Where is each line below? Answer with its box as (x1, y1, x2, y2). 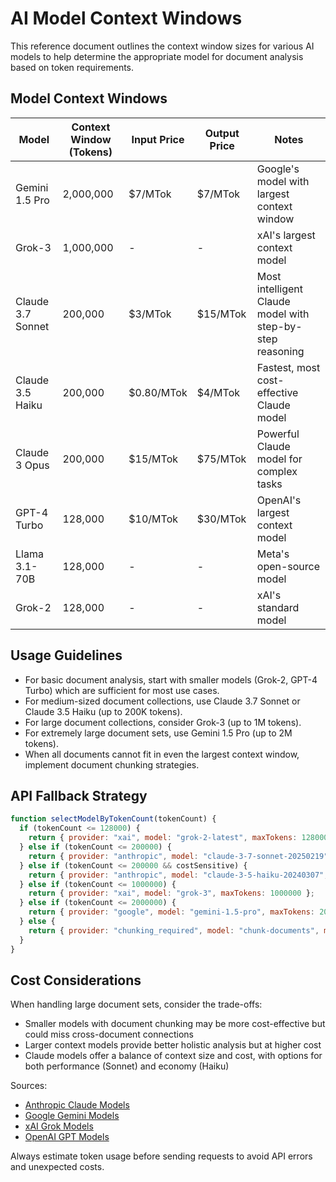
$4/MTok (196, 385, 240, 399)
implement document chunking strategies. (24, 758, 200, 771)
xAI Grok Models (24, 1120, 94, 1132)
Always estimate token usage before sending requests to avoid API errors (10, 1150, 313, 1162)
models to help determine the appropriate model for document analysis (10, 50, 304, 62)
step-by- (256, 319, 303, 333)
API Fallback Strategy (10, 787, 148, 804)
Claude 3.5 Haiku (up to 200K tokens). (24, 705, 183, 717)
